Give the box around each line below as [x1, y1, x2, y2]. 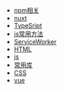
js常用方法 [13, 30, 44, 38]
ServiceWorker [13, 38, 57, 45]
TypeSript [13, 22, 42, 29]
